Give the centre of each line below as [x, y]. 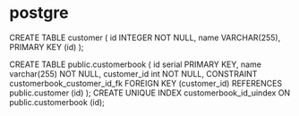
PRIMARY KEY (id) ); [47, 46]
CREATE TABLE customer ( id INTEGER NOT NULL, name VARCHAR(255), [145, 37]
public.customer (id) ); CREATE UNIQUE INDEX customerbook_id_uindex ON [150, 93]
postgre [39, 13]
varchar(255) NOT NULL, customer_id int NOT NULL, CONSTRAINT [133, 73]
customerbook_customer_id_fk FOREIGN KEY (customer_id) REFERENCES [146, 83]
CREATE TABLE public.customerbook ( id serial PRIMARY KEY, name [136, 64]
